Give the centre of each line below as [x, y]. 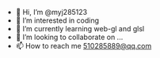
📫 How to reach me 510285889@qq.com [84, 46]
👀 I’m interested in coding [57, 20]
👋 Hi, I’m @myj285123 [51, 12]
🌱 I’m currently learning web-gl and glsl [80, 29]
